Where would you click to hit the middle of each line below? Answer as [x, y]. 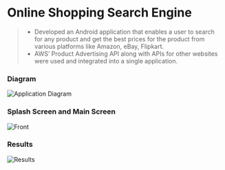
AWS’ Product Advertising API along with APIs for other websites [126, 54]
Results [20, 145]
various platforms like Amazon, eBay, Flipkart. [99, 46]
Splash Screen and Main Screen [61, 111]
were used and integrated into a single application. [106, 61]
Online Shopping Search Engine [100, 13]
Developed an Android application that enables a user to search [125, 32]
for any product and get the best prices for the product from [119, 39]
